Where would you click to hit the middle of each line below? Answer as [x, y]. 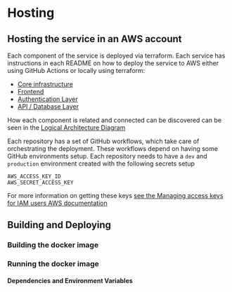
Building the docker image [53, 245]
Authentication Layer [48, 99]
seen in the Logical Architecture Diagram [66, 127]
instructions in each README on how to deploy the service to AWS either [113, 63]
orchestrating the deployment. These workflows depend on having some [112, 148]
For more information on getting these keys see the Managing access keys [115, 195]
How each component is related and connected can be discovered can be [115, 120]
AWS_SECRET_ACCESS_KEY [40, 182]
